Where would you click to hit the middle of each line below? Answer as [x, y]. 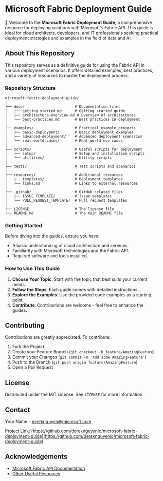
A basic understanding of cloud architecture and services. [70, 246]
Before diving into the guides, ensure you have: [52, 236]
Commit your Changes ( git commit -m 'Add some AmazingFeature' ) [79, 357]
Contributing [25, 326]
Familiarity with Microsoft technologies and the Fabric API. [71, 251]
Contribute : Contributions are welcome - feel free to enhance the [78, 305]
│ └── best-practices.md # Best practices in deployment [72, 120]
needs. [19, 284]
